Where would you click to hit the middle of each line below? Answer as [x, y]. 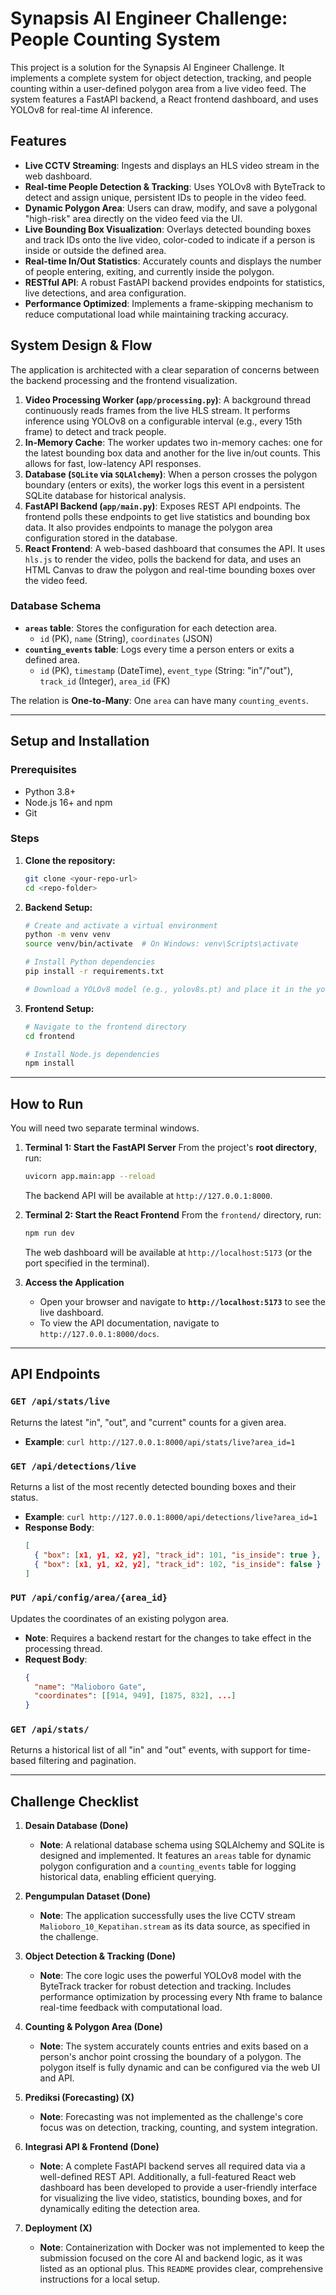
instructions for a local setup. [100, 2279]
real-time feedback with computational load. [131, 2008]
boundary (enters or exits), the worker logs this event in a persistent [164, 484]
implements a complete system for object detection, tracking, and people [161, 78]
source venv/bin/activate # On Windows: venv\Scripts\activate [161, 944]
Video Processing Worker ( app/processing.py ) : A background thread [168, 399]
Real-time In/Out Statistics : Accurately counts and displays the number [173, 261]
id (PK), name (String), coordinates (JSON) [126, 638]
